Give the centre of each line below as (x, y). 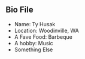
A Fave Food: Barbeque (43, 37)
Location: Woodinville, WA (46, 30)
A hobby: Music (34, 43)
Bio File (19, 10)
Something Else (34, 49)
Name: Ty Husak (35, 24)
